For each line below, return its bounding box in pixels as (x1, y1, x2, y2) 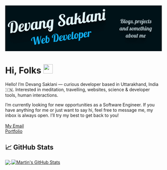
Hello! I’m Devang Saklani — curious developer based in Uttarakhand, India (5, 81, 159, 87)
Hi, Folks (5, 65, 41, 76)
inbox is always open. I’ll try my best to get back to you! (5, 112, 119, 118)
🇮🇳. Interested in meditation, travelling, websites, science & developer (5, 86, 150, 92)
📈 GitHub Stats (5, 143, 54, 152)
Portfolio (5, 128, 23, 134)
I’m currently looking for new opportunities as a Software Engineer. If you (5, 101, 155, 107)
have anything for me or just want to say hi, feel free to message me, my (5, 107, 153, 113)
